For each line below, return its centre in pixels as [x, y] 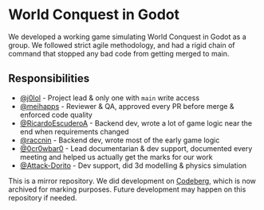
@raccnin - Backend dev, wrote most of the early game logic [120, 140]
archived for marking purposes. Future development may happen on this [127, 189]
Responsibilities [49, 78]
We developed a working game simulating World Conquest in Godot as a [127, 37]
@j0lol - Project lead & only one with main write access [110, 98]
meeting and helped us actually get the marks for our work [116, 157]
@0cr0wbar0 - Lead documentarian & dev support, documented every [136, 148]
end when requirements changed [74, 131]
